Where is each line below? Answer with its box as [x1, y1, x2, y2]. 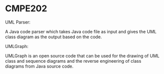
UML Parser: [5, 19, 31, 25]
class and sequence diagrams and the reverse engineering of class [5, 58, 141, 64]
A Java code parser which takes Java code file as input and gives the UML [5, 28, 157, 34]
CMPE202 [5, 3, 48, 14]
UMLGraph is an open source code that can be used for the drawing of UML [5, 52, 160, 59]
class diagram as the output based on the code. [5, 34, 102, 40]
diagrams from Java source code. [5, 63, 74, 69]
